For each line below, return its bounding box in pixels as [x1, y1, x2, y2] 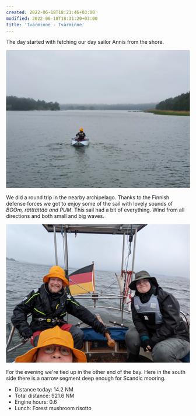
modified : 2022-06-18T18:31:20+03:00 [6, 15, 98, 22]
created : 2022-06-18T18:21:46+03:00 [6, 9, 95, 15]
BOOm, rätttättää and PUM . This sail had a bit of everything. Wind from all [6, 206, 185, 213]
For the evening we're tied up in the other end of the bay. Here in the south [6, 368, 185, 375]
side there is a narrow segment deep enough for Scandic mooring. [6, 375, 166, 382]
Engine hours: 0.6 [14, 398, 57, 405]
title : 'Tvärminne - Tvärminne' [6, 22, 85, 27]
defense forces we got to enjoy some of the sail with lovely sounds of [6, 200, 173, 207]
